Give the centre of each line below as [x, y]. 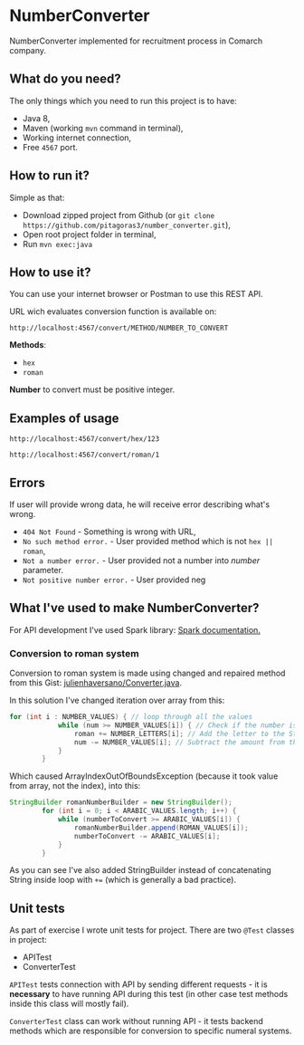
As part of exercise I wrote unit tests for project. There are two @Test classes [152, 930]
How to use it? [50, 272]
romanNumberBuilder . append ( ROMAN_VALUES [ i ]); [161, 828]
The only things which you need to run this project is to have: [123, 101]
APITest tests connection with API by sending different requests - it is [139, 984]
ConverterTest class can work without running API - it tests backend [137, 1021]
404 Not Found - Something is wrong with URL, [109, 532]
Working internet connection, [77, 138]
